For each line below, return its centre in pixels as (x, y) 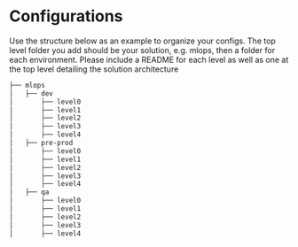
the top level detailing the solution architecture (94, 69)
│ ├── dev (31, 93)
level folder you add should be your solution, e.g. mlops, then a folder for (142, 50)
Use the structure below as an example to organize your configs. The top (143, 41)
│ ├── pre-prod (41, 143)
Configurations (66, 16)
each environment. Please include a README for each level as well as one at (149, 59)
